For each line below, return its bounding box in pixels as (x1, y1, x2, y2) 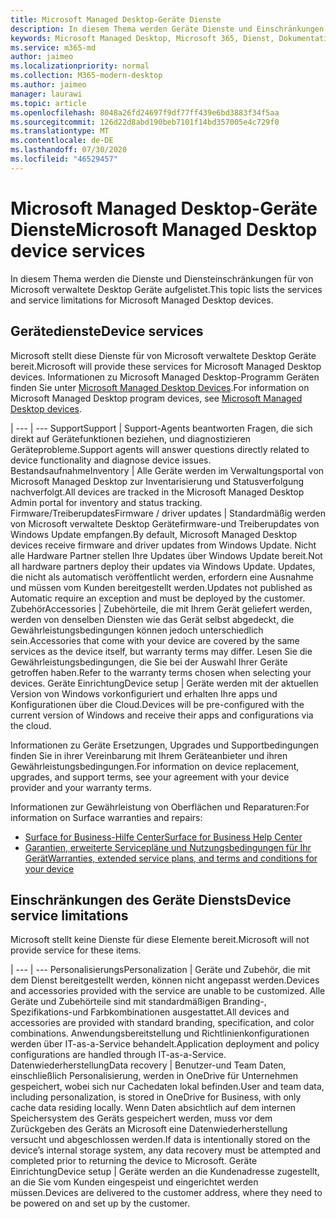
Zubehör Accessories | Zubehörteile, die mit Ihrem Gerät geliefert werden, (10, 602, 313, 615)
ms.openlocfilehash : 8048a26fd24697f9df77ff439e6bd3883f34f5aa (10, 107, 280, 118)
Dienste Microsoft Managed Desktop (10, 218, 318, 241)
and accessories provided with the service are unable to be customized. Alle (10, 985, 326, 997)
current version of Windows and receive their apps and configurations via (10, 709, 314, 721)
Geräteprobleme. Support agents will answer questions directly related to (10, 443, 310, 455)
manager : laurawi (10, 89, 83, 99)
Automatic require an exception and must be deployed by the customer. (10, 592, 306, 604)
